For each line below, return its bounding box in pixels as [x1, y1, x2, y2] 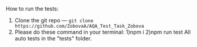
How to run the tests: [6, 5, 59, 12]
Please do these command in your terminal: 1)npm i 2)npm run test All [14, 28, 191, 36]
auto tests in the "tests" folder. [14, 35, 92, 42]
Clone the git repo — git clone [14, 17, 94, 23]
